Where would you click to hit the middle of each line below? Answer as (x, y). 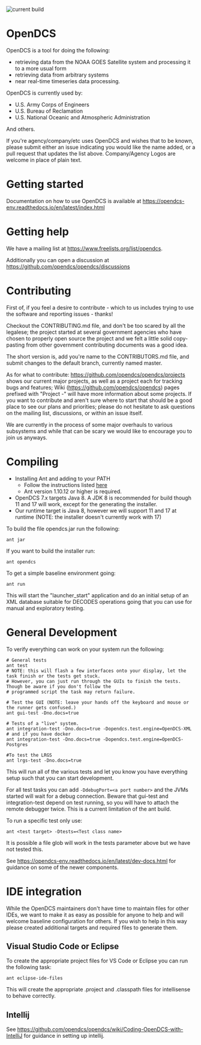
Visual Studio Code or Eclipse (62, 946)
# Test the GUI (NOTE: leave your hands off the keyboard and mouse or (97, 702)
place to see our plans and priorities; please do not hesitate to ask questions (100, 406)
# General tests (26, 660)
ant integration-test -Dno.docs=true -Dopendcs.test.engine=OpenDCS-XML (99, 729)
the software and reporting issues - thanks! (60, 314)
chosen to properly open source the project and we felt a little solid (89, 338)
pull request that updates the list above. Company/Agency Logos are (91, 153)
